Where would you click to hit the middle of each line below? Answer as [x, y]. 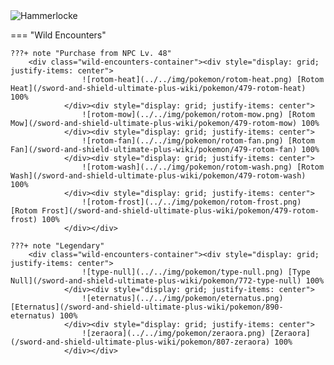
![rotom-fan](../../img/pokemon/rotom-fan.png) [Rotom [198, 141]
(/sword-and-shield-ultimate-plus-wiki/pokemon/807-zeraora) [140, 342]
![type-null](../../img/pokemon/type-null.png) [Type [196, 272]
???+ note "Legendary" [57, 246]
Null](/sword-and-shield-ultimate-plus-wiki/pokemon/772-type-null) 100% [167, 281]
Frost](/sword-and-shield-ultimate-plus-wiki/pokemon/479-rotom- [180, 211]
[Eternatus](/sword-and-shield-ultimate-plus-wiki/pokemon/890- [147, 307]
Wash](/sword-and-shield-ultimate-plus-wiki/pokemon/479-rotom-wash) [158, 176]
